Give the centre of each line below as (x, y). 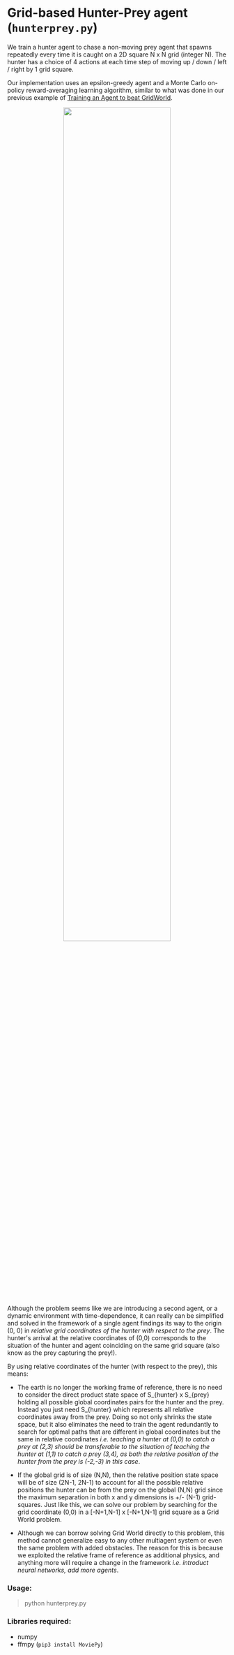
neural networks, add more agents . (68, 1570)
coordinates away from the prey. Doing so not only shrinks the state (115, 1417)
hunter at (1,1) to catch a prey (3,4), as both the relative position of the (118, 1454)
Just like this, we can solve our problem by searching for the (131, 1504)
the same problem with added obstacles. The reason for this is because (120, 1548)
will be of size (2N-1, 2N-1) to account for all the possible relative (110, 1482)
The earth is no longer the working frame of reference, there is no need (120, 1387)
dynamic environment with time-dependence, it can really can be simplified (116, 1315)
